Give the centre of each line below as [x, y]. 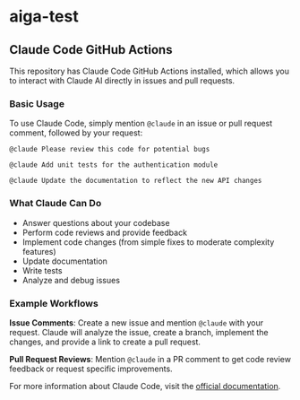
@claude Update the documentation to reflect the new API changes [136, 181]
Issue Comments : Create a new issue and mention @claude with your [137, 322]
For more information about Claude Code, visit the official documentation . [145, 386]
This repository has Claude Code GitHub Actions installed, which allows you [149, 71]
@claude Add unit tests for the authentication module [114, 165]
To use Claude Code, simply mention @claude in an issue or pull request [141, 124]
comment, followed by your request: [76, 133]
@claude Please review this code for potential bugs [110, 150]
